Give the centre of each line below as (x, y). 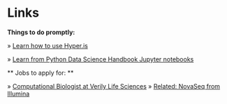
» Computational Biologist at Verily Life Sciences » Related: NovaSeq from (114, 86)
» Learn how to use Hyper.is (48, 45)
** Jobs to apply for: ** (41, 73)
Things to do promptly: (41, 32)
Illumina (19, 94)
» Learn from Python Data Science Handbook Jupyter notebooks (101, 59)
